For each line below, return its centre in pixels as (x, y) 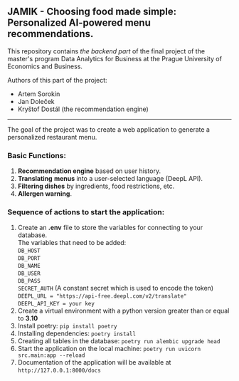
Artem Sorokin (39, 94)
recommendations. (51, 34)
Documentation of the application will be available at (94, 362)
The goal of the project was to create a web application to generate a (108, 129)
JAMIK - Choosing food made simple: (92, 12)
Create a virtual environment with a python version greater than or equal (123, 311)
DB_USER (29, 273)
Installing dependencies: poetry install (77, 333)
